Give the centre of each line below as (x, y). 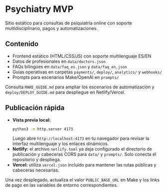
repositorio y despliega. (37, 160)
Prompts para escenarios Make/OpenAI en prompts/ (66, 77)
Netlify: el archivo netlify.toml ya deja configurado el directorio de (82, 149)
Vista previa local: (31, 120)
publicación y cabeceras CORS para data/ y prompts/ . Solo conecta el (84, 154)
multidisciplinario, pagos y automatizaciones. (52, 28)
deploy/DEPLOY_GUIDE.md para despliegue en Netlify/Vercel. (65, 92)
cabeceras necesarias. (36, 170)
